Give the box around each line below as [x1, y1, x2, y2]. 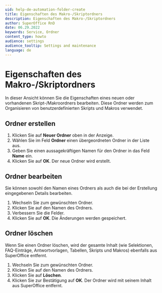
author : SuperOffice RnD [5, 20, 55, 26]
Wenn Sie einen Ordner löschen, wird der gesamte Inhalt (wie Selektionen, [5, 242, 153, 248]
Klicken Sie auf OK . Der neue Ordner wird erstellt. [12, 158, 111, 164]
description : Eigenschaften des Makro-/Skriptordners [5, 16, 116, 21]
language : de [5, 48, 31, 52]
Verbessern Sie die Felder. [12, 210, 65, 216]
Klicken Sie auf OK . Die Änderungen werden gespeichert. [12, 215, 127, 221]
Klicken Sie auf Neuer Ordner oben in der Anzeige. [12, 132, 114, 138]
